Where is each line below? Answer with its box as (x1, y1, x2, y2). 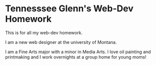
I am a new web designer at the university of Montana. (5, 39, 117, 45)
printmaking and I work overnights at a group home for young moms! (5, 54, 147, 60)
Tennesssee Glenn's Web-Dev (5, 3, 134, 14)
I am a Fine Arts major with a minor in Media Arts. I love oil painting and (5, 49, 151, 55)
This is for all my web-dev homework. (5, 30, 83, 35)
